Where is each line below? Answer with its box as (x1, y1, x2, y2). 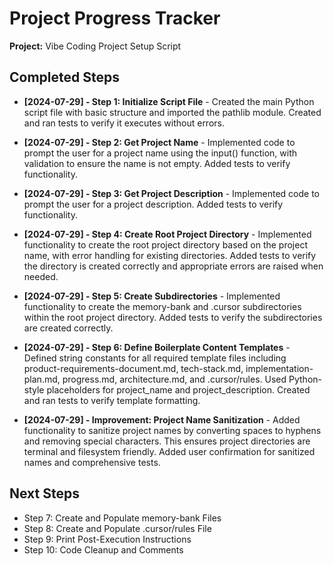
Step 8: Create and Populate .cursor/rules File (23, 522, 212, 534)
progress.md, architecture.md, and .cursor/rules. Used (62, 373, 287, 385)
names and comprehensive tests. (23, 456, 161, 468)
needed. (23, 270, 59, 282)
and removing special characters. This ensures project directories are (23, 435, 311, 447)
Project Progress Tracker (9, 7, 221, 30)
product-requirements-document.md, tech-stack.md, (23, 362, 244, 374)
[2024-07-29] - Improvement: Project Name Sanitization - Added (23, 413, 301, 426)
